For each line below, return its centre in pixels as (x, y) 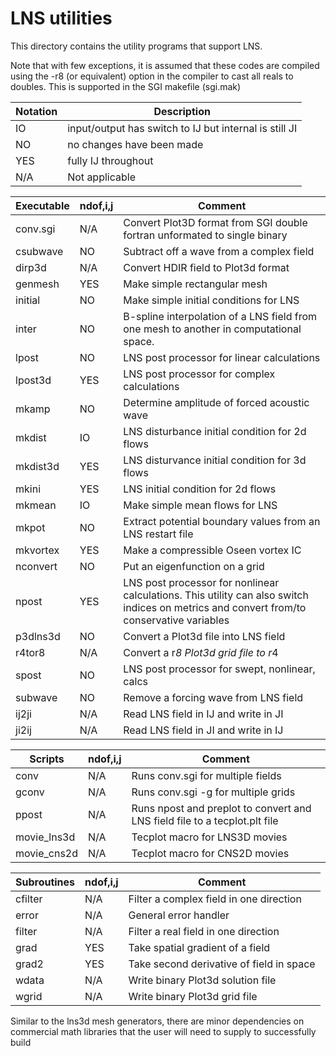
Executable (42, 205)
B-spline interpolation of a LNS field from (220, 316)
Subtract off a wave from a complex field (219, 251)
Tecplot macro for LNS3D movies (209, 837)
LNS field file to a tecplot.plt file (205, 820)
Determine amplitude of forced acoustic (216, 402)
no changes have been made (135, 144)
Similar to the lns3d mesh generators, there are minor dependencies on (157, 1021)
